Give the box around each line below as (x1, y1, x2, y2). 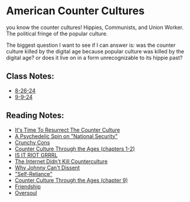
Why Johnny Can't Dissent (14, 164, 80, 171)
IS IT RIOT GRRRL (14, 151, 58, 158)
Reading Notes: (6, 111, 65, 121)
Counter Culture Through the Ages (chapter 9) (14, 177, 128, 184)
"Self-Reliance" (14, 170, 53, 177)
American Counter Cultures (6, 4, 145, 18)
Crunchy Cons (14, 139, 50, 146)
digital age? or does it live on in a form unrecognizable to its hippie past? (6, 54, 183, 61)
